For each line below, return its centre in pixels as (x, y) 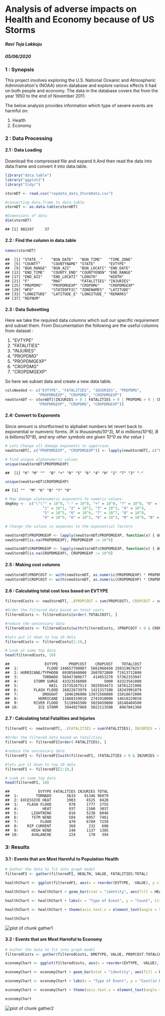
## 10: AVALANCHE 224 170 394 (57, 835)
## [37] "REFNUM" (23, 299)
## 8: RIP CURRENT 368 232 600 (57, 826)
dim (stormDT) (18, 221)
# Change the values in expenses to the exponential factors (69, 526)
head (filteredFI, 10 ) (27, 783)
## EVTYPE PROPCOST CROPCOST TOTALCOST (73, 664)
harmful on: (17, 111)
